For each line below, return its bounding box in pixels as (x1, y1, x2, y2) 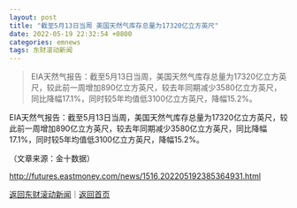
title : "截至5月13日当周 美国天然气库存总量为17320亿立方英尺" (9, 21, 219, 30)
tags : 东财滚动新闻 (9, 46, 73, 55)
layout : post (9, 12, 57, 22)
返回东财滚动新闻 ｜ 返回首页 (9, 189, 110, 200)
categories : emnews (9, 37, 81, 47)
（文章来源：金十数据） (9, 153, 95, 164)
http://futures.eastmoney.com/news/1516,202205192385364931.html (9, 171, 262, 181)
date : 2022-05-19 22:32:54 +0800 (9, 29, 133, 38)
